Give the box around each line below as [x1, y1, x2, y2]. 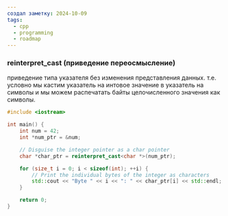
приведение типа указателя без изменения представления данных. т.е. [7, 73, 217, 82]
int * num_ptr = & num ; [19, 134, 81, 141]
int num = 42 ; [19, 128, 60, 134]
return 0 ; [19, 197, 48, 204]
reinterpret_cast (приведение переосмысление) [7, 58, 176, 68]
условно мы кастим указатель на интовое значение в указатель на [7, 81, 204, 89]
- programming [13, 29, 53, 36]
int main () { [7, 121, 45, 128]
